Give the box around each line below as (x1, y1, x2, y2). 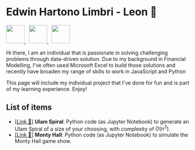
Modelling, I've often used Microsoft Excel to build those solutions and (6, 62, 176, 69)
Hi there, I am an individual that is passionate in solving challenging (6, 49, 168, 56)
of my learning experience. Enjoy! (6, 85, 87, 93)
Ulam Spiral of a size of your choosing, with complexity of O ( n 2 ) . (14, 124, 171, 132)
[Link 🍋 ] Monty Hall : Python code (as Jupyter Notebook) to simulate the (14, 131, 189, 138)
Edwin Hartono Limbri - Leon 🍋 (6, 5, 157, 19)
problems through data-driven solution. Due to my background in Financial (6, 55, 186, 62)
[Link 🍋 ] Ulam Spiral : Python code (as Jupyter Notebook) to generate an (14, 118, 189, 125)
